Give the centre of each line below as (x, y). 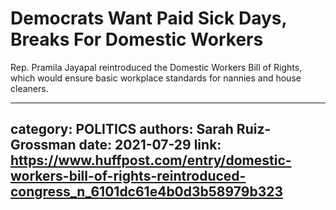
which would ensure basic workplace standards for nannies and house (156, 78)
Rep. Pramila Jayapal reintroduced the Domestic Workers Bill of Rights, (156, 67)
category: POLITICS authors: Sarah (122, 129)
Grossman (43, 145)
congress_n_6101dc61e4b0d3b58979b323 (146, 192)
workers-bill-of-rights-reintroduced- (128, 176)
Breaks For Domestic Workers (137, 39)
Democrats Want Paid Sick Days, (148, 18)
